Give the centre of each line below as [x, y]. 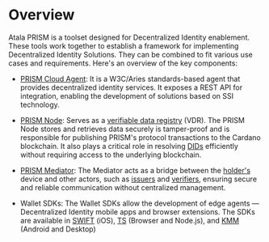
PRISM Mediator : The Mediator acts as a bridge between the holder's [135, 170]
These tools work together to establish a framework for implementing [124, 45]
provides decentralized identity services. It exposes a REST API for [131, 87]
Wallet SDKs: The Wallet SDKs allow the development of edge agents [135, 203]
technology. [40, 104]
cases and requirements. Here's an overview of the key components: [123, 63]
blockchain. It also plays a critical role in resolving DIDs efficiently [129, 146]
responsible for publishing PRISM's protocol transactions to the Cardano [140, 137]
